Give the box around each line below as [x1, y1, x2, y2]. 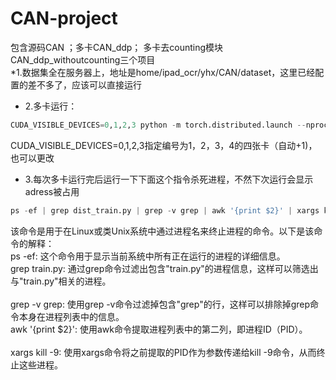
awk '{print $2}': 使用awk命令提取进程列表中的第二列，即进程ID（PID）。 [10, 323, 308, 335]
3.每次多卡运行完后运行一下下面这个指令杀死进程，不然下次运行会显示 [24, 173, 314, 185]
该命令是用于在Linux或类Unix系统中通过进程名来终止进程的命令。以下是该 [10, 225, 315, 237]
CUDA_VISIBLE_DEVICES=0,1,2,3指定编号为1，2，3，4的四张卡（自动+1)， [10, 139, 318, 151]
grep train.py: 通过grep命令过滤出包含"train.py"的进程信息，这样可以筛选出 [10, 262, 319, 274]
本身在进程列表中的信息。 [18, 310, 125, 322]
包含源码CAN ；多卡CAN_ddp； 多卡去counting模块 [10, 41, 224, 53]
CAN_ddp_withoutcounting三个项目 [10, 53, 156, 66]
